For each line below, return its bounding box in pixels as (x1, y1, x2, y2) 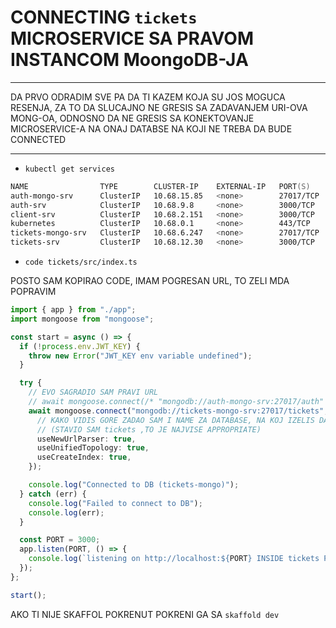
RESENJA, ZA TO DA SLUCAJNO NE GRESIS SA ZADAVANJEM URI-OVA (10, 101, 308, 113)
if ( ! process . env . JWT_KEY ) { (19, 341, 141, 351)
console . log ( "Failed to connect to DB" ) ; (28, 498, 203, 508)
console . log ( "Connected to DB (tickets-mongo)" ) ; (28, 480, 240, 490)
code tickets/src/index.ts (24, 257, 138, 268)
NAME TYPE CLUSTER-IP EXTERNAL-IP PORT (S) (10, 181, 311, 191)
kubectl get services (24, 164, 115, 174)
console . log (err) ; (28, 507, 105, 518)
